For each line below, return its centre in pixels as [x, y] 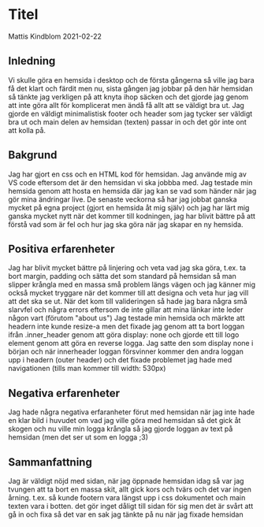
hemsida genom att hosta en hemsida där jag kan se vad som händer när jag [132, 191]
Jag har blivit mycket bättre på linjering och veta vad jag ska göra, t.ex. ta [127, 268]
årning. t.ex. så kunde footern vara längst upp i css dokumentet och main [127, 497]
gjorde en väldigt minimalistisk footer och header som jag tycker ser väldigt [130, 113]
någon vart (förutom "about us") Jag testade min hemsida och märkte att [126, 318]
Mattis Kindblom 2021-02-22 [55, 36]
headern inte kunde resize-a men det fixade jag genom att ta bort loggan [126, 327]
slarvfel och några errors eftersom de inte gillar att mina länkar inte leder [126, 310]
